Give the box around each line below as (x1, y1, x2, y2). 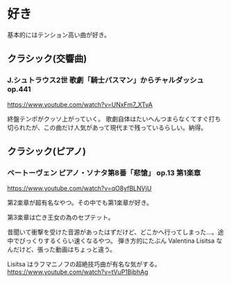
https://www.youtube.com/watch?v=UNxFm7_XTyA (7, 100, 153, 108)
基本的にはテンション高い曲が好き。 (7, 31, 111, 39)
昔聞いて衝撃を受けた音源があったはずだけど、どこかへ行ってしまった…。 (7, 228, 219, 237)
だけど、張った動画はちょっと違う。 (12, 246, 117, 254)
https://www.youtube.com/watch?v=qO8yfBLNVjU (7, 185, 152, 193)
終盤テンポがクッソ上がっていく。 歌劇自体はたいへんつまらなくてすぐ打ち (7, 114, 221, 123)
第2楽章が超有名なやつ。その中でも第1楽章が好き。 (7, 198, 153, 207)
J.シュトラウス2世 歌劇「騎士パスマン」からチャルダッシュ (7, 76, 205, 85)
